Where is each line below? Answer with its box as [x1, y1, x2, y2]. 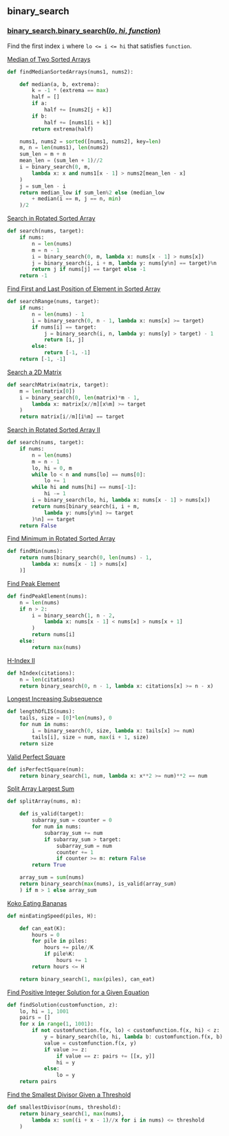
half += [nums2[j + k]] [43, 107, 112, 113]
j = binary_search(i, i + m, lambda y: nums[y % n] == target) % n [32, 259, 217, 267]
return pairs [19, 1078, 57, 1085]
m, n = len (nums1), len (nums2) [19, 144, 109, 151]
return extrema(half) [32, 125, 94, 133]
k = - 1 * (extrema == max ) [32, 87, 109, 94]
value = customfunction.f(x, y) [43, 1040, 137, 1047]
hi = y [56, 1059, 76, 1066]
